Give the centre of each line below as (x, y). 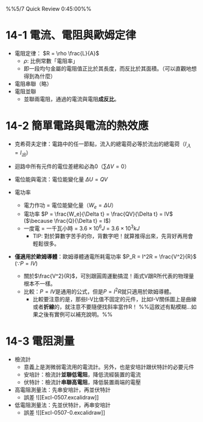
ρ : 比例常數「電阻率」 (51, 61)
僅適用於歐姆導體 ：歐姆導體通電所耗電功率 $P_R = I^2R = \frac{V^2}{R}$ (105, 256)
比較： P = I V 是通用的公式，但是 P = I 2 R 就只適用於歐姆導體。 (99, 290)
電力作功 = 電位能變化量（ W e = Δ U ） (70, 206)
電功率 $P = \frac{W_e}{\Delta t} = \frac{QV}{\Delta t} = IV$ (98, 214)
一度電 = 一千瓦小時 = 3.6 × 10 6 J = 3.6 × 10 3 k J (82, 228)
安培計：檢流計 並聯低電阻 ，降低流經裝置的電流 (82, 375)
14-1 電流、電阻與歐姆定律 (71, 35)
